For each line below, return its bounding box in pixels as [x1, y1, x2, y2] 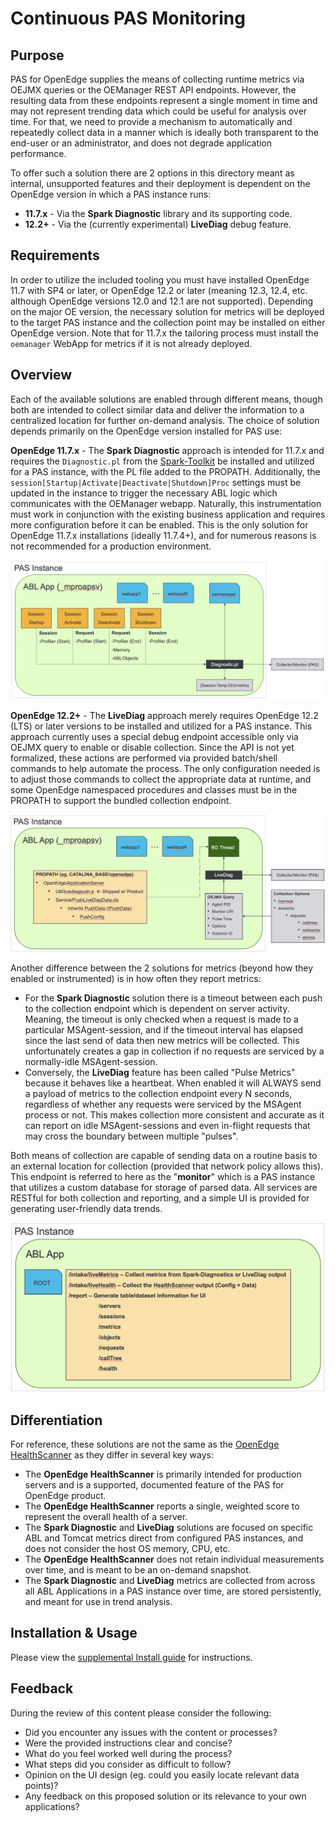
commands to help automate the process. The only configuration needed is [10, 763, 321, 775]
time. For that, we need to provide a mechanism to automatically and [10, 116, 293, 127]
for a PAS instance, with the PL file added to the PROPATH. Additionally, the [10, 465, 321, 477]
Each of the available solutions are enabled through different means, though [10, 393, 323, 405]
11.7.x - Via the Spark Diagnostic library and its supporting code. [24, 208, 293, 219]
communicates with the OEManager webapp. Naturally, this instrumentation [10, 497, 322, 509]
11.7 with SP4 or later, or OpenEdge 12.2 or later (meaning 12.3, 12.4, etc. [10, 284, 308, 296]
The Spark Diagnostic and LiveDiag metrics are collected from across [24, 1575, 316, 1587]
